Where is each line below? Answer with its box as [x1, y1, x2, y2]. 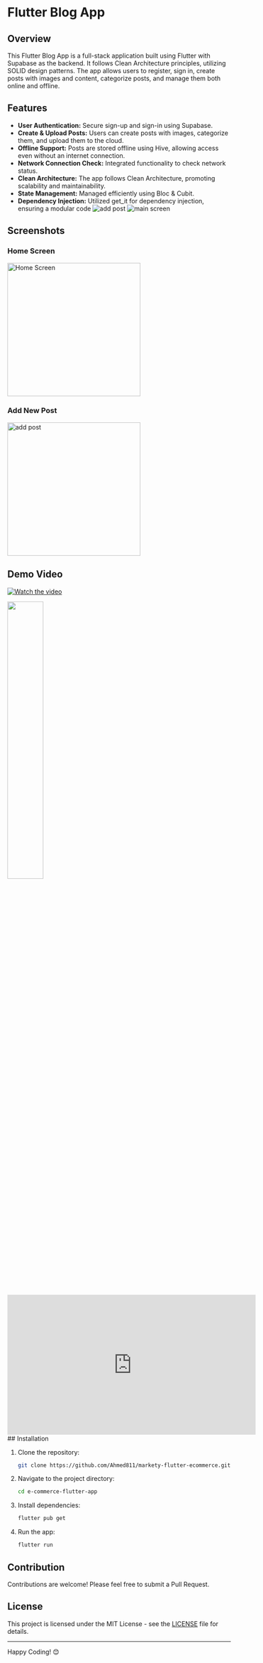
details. [7, 1627, 29, 1635]
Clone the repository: [17, 1448, 80, 1456]
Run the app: [17, 1528, 55, 1536]
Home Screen [7, 246, 55, 256]
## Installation [7, 1434, 49, 1443]
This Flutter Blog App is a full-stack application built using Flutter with [7, 51, 211, 60]
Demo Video [7, 568, 63, 580]
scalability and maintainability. [17, 181, 106, 190]
